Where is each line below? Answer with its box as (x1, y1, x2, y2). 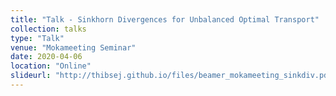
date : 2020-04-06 (10, 52, 83, 62)
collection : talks (10, 24, 87, 34)
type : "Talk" (10, 33, 65, 43)
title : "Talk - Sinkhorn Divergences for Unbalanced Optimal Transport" (10, 14, 320, 25)
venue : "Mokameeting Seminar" (10, 42, 137, 53)
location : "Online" (10, 61, 92, 71)
